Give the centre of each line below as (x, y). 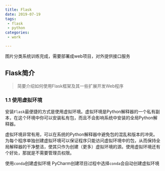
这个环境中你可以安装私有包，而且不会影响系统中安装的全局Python (86, 118)
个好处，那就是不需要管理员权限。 (40, 153)
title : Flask (18, 10)
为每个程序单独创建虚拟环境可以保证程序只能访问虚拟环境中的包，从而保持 (81, 140)
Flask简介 (20, 73)
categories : (17, 33)
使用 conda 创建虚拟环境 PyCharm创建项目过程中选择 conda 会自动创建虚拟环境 (82, 163)
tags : (11, 19)
